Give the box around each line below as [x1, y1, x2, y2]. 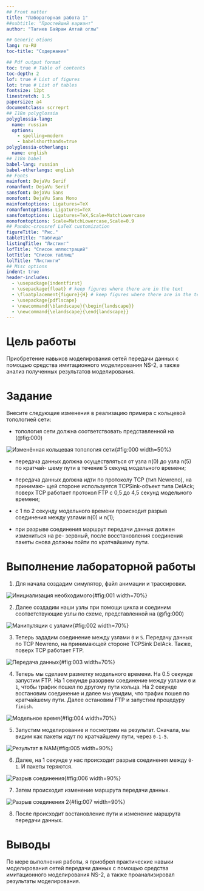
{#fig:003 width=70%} [58, 659, 115, 666]
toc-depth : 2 [6, 71, 39, 77]
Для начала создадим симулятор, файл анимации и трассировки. [15, 580, 186, 587]
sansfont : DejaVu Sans [6, 190, 64, 196]
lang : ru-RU [6, 43, 36, 49]
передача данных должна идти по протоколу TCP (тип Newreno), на [15, 476, 192, 483]
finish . [15, 703, 33, 710]
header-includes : [6, 275, 50, 281]
